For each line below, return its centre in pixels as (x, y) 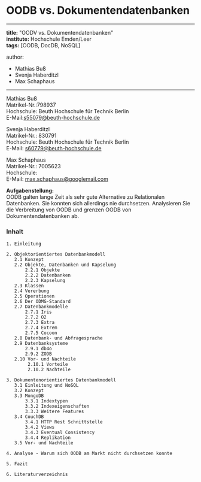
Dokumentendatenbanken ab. (43, 216)
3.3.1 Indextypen (46, 401)
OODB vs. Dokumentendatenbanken (98, 10)
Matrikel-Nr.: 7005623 (33, 166)
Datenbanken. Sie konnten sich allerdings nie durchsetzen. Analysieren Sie (98, 203)
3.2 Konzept (29, 391)
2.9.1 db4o (38, 349)
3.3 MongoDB (29, 396)
